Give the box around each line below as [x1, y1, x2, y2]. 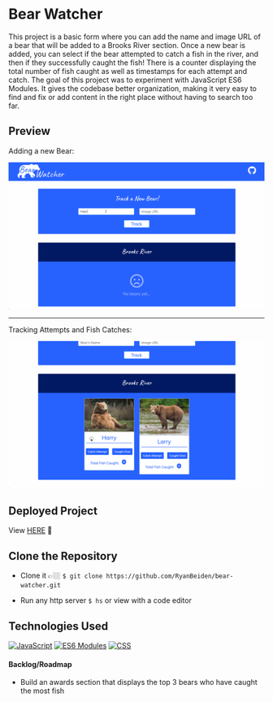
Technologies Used [8, 619, 108, 633]
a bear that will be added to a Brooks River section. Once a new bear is [8, 40, 246, 50]
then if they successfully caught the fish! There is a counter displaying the [8, 58, 257, 67]
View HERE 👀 [8, 526, 53, 535]
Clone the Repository [8, 549, 118, 563]
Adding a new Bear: [8, 145, 75, 155]
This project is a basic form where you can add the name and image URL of [8, 32, 262, 41]
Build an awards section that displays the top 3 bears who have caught [19, 678, 258, 687]
